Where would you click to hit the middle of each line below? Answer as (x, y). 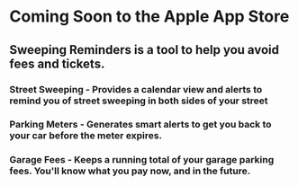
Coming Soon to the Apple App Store (149, 17)
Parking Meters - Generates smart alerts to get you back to (140, 125)
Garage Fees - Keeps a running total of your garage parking (142, 160)
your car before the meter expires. (86, 136)
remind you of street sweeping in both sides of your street (139, 101)
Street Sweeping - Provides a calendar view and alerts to (136, 89)
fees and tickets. (57, 63)
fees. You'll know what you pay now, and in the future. (130, 171)
